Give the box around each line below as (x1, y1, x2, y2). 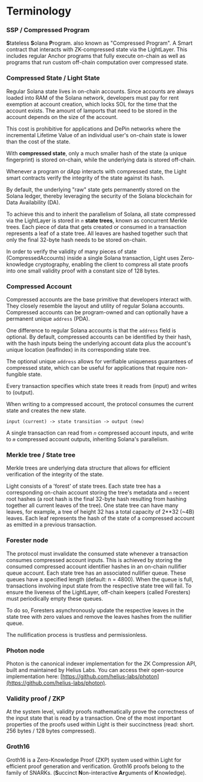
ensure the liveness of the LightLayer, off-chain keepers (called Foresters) (6, 588, 191, 596)
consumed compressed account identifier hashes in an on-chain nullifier (6, 563, 187, 570)
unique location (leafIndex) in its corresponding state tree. (6, 346, 151, 354)
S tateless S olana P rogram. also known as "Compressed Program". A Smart (6, 39, 193, 47)
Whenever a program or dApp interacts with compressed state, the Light (6, 167, 187, 175)
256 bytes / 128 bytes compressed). (6, 727, 96, 735)
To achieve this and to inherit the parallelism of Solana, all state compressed (6, 210, 196, 218)
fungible (6, 370, 27, 378)
